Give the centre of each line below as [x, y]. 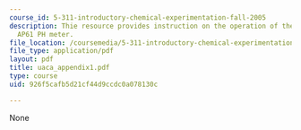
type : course [34, 76]
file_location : [38, 43]
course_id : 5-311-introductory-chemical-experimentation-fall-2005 [138, 17]
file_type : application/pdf [62, 51]
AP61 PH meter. [46, 34]
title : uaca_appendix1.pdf [60, 68]
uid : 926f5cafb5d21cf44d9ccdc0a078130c [84, 84]
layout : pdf [31, 59]
